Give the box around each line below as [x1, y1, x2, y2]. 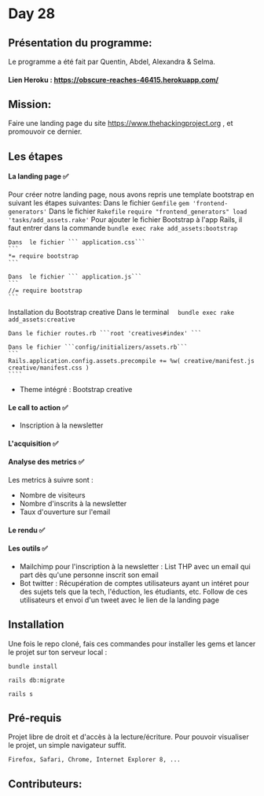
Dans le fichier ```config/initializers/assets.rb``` [8, 343, 189, 351]
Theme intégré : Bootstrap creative [19, 385, 133, 394]
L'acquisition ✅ [8, 439, 59, 448]
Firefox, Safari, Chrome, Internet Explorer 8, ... [8, 756, 181, 764]
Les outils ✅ [8, 544, 49, 553]
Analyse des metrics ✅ [8, 457, 85, 467]
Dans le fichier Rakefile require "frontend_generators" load [48, 206, 247, 216]
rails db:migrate [8, 676, 65, 684]
